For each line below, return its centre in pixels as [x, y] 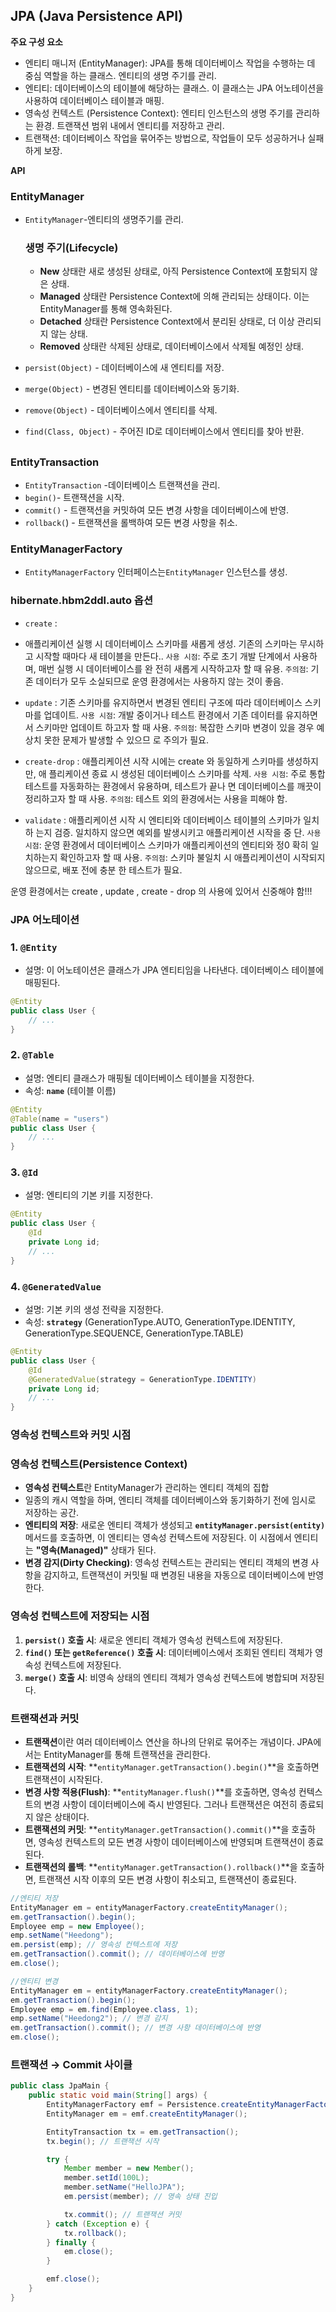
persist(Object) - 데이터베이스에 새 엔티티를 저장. [124, 368]
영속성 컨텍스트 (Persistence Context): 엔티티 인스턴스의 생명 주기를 [159, 113]
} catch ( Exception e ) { [98, 2224]
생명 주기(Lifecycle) [71, 248]
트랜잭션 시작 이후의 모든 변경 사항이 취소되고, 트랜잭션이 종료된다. [167, 1879]
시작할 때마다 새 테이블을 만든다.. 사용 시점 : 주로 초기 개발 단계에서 [163, 656]
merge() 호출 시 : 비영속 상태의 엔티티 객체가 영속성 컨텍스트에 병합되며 [161, 1677]
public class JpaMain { [60, 2086]
